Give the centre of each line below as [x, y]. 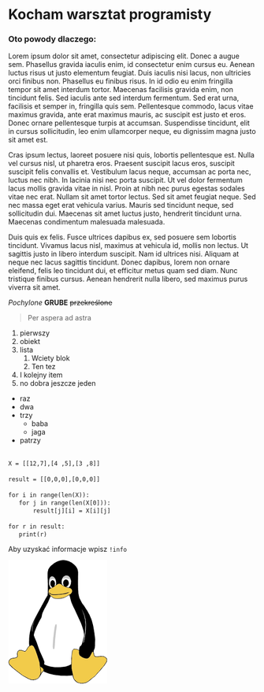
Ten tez [44, 367]
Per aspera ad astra [59, 318]
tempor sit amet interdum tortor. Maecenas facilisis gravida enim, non [121, 90]
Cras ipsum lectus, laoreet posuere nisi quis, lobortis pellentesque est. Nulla [131, 155]
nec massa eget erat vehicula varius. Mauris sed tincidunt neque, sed [121, 205]
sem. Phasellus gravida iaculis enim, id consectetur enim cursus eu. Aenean [131, 65]
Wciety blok [50, 358]
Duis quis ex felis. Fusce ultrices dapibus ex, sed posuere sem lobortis [122, 237]
